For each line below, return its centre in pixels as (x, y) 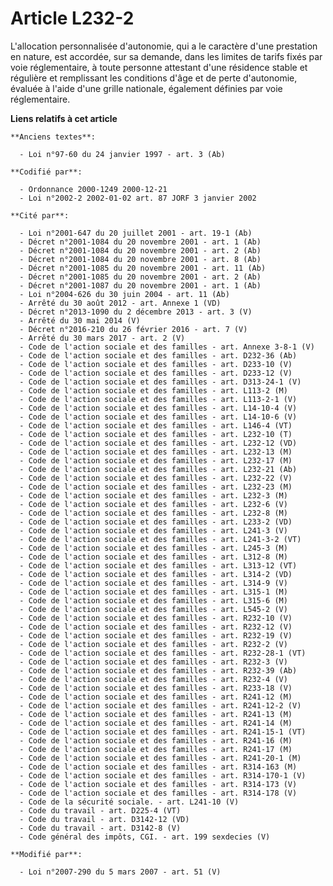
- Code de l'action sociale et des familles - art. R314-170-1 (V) (163, 775)
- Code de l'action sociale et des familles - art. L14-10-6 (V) (158, 417)
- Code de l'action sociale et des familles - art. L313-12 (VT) (158, 565)
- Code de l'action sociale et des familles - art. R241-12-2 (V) (160, 705)
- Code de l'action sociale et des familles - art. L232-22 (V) (156, 478)
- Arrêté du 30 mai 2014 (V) (80, 320)
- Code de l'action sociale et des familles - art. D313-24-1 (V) (160, 382)
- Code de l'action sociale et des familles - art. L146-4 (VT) (156, 425)
